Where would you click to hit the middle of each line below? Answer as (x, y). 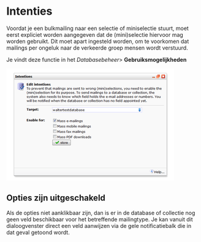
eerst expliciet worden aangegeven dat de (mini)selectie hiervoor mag (95, 34)
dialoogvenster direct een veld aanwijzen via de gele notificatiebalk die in (99, 225)
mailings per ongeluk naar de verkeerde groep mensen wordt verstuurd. (97, 48)
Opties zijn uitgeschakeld (56, 198)
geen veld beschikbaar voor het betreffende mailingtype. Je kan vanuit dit (100, 219)
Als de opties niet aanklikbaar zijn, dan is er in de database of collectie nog (101, 213)
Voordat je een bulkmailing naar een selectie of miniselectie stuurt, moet (97, 28)
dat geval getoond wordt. (38, 232)
